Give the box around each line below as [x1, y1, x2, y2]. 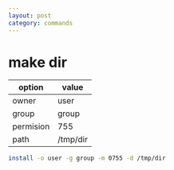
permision [12, 121, 50, 132]
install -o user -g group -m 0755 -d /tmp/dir [8, 154, 166, 163]
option [18, 82, 44, 93]
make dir [8, 53, 68, 71]
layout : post [8, 11, 52, 20]
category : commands [8, 19, 73, 27]
